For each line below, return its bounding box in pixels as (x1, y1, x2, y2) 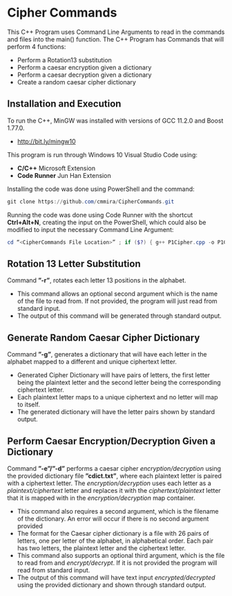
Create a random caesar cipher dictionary (17, 78, 137, 86)
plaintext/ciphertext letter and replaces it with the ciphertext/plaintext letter (7, 486, 221, 494)
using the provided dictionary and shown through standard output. (17, 580, 206, 589)
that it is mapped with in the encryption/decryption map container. (7, 494, 195, 502)
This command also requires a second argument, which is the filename (17, 507, 219, 515)
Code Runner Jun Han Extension (17, 171, 112, 179)
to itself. (17, 400, 40, 409)
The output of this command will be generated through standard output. (17, 311, 222, 320)
